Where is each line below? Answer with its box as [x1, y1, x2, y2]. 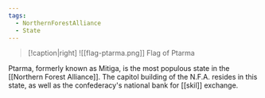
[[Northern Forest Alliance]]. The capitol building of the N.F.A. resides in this [8, 73, 258, 82]
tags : [8, 11, 26, 20]
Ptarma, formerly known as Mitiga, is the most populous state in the [8, 64, 230, 73]
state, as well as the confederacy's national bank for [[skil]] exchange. [8, 80, 239, 90]
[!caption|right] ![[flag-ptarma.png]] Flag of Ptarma [27, 49, 195, 58]
